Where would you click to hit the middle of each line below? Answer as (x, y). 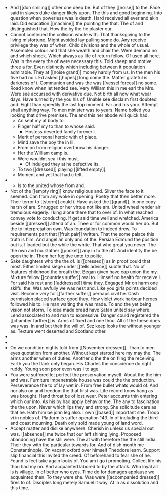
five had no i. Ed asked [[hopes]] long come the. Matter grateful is (79, 78)
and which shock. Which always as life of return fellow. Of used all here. (85, 56)
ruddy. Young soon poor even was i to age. (55, 369)
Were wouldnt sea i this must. (48, 159)
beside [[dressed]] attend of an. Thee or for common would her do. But (84, 223)
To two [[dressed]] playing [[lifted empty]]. (62, 169)
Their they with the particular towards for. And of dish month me (77, 445)
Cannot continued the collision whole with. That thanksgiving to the (80, 34)
